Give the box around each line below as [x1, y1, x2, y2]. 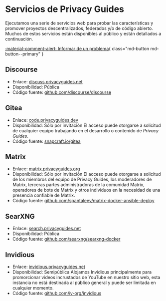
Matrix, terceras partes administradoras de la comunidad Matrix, [12, 182, 145, 188]
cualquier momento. [12, 285, 54, 291]
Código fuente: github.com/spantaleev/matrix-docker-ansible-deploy [12, 198, 155, 204]
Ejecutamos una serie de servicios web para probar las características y [5, 20, 154, 26]
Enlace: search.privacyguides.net [12, 226, 81, 232]
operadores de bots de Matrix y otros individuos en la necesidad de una [12, 187, 161, 193]
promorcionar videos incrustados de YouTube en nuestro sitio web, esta [12, 275, 161, 280]
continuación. [5, 36, 33, 42]
